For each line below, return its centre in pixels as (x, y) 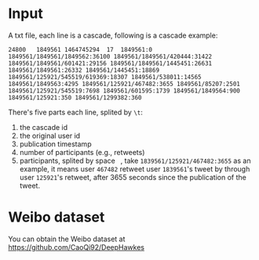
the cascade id (44, 127)
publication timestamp (55, 144)
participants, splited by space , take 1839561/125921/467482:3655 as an (135, 161)
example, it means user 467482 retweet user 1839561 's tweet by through (135, 168)
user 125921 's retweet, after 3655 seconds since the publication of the (133, 177)
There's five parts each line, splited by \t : (75, 112)
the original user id (50, 135)
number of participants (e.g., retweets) (82, 152)
